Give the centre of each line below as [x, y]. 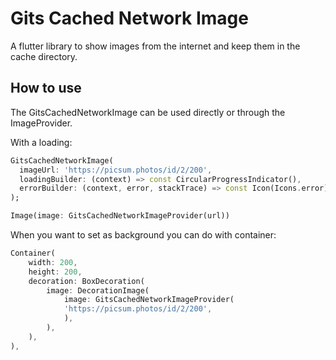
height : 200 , [55, 272]
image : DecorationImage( [98, 290]
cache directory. [44, 56]
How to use [46, 88]
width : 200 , [53, 262]
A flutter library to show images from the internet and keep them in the [155, 46]
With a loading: [41, 142]
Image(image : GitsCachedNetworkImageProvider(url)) [120, 216]
